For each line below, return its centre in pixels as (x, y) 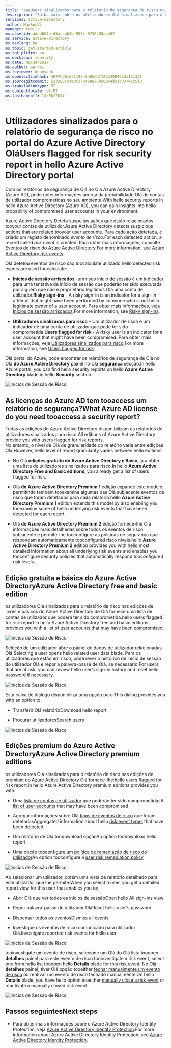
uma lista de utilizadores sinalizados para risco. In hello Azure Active (84, 466)
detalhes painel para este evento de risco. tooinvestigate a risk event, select (85, 958)
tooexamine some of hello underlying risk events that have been (80, 509)
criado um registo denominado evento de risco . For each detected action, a (83, 237)
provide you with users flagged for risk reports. (55, 440)
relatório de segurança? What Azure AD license (81, 409)
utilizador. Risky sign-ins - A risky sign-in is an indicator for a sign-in (84, 295)
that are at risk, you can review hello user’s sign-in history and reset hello (82, 669)
